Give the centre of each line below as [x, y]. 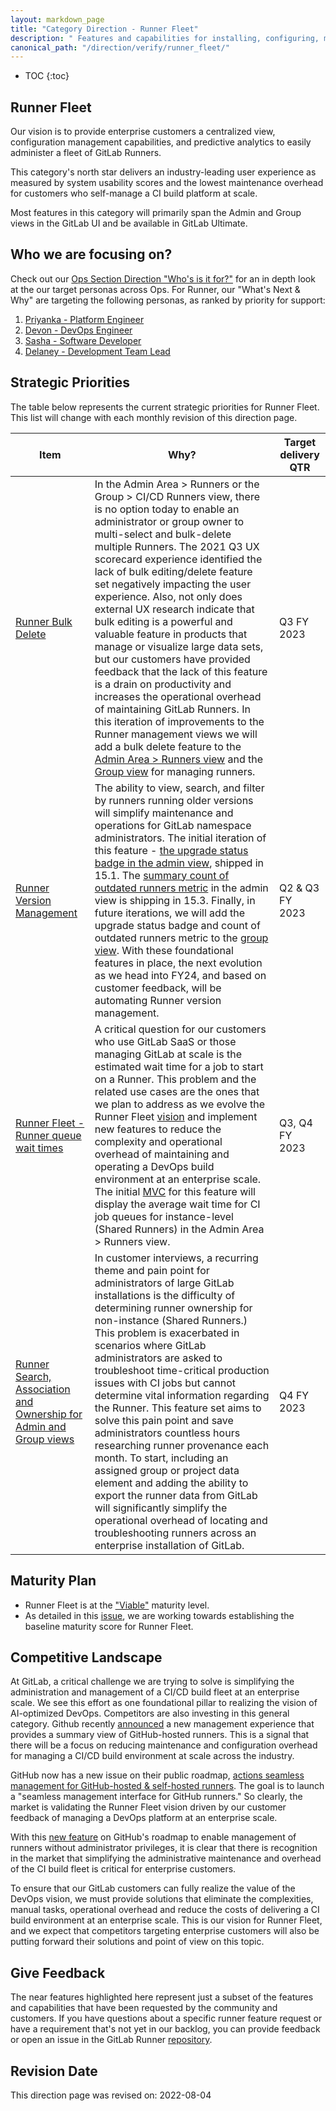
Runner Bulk [44, 621]
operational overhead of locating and [181, 1520]
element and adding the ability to [171, 1483]
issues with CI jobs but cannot [165, 1383]
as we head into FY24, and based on [180, 975]
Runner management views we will [176, 734]
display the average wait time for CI [177, 1204]
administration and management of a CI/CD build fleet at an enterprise [155, 1692]
